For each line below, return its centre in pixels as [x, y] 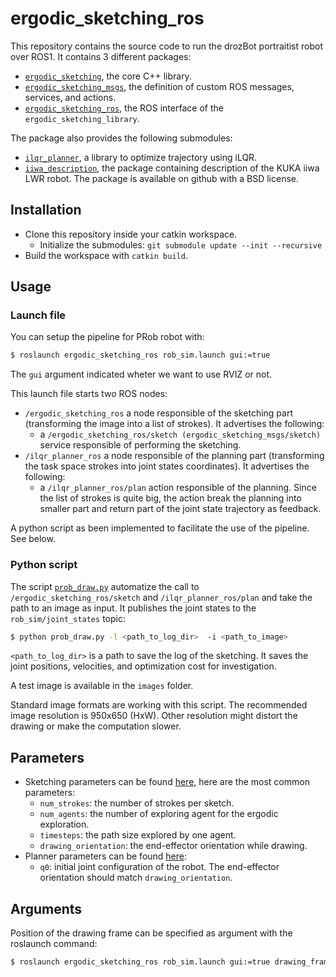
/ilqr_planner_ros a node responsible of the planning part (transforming [174, 456]
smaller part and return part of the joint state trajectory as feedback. [180, 509]
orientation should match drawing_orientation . [136, 878]
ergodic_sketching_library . [82, 118]
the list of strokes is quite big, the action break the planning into [170, 498]
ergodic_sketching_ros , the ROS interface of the [124, 108]
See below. [33, 539]
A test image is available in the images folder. [102, 686]
